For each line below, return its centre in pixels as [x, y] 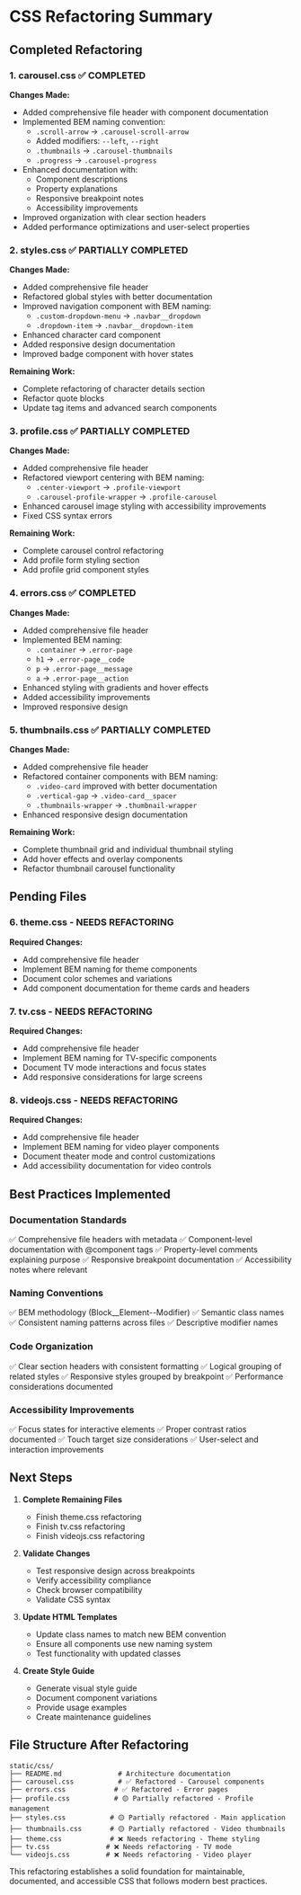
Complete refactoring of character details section [113, 389]
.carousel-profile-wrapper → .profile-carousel [126, 497]
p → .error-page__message [84, 668]
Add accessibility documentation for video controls [117, 1166]
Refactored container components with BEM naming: [120, 777]
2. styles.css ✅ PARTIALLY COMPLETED [99, 250]
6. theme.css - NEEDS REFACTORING [92, 922]
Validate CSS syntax [73, 1599]
